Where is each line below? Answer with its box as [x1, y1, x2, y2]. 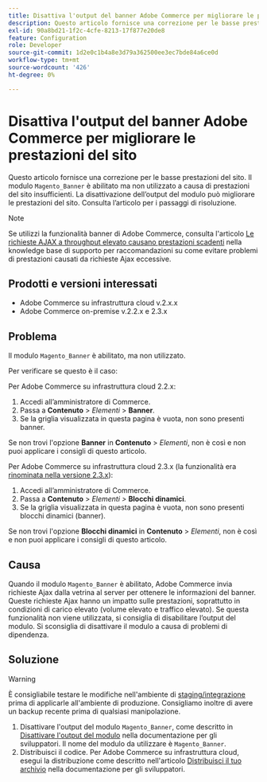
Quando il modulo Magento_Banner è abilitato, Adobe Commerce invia [8, 579, 233, 588]
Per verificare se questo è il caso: [8, 366, 118, 376]
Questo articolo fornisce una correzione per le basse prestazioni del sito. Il [8, 172, 253, 182]
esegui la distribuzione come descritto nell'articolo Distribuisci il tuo [19, 756, 242, 765]
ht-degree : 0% [8, 71, 56, 79]
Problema [8, 330, 57, 343]
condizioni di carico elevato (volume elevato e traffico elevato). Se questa [8, 604, 249, 614]
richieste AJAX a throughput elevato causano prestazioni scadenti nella [8, 237, 242, 247]
